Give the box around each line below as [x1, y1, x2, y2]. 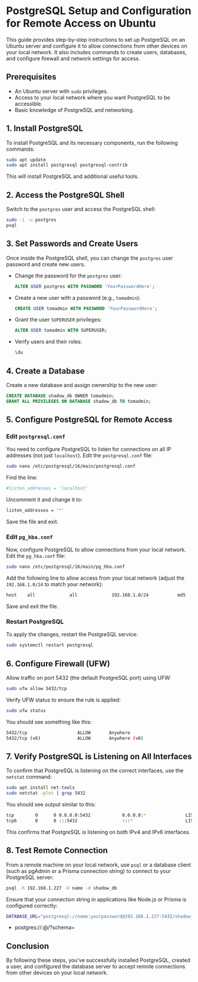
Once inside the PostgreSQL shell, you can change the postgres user [6, 254, 173, 262]
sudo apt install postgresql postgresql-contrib [6, 162, 128, 168]
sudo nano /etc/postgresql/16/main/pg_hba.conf [6, 564, 126, 570]
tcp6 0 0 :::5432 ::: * [6, 818, 133, 824]
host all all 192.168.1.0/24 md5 [6, 592, 186, 599]
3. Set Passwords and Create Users [6, 239, 138, 249]
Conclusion [6, 941, 49, 951]
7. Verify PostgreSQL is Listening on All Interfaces [6, 751, 192, 761]
